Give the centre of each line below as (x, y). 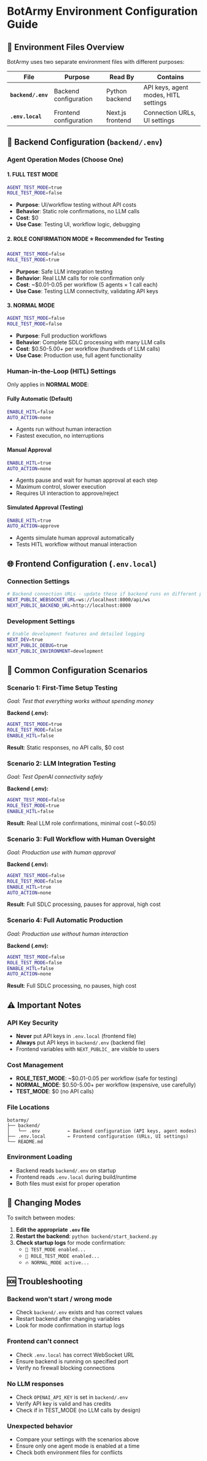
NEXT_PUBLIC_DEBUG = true (37, 645)
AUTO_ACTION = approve (33, 526)
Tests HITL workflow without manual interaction (76, 545)
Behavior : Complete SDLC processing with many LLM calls (91, 342)
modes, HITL (162, 95)
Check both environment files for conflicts (69, 1452)
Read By (122, 77)
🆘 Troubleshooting (45, 1282)
